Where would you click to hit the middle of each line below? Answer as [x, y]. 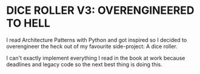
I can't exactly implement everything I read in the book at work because [96, 58]
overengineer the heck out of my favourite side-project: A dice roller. [92, 46]
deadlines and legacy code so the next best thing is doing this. [84, 64]
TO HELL [28, 23]
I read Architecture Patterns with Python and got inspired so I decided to [97, 40]
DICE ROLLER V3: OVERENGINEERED [101, 11]
